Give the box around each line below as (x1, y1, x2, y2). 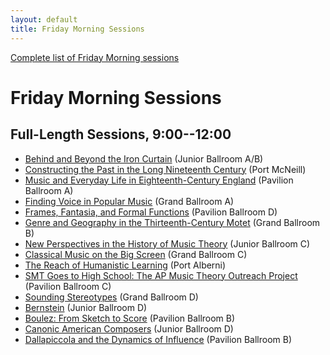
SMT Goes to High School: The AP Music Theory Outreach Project (24, 269, 298, 281)
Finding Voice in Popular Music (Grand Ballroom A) (24, 195, 235, 207)
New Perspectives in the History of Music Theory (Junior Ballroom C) (24, 237, 311, 250)
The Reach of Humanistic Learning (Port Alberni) (24, 259, 227, 271)
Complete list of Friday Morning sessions (10, 51, 180, 63)
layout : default (10, 14, 78, 25)
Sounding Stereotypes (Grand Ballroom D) (24, 291, 199, 303)
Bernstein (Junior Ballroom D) (24, 301, 148, 313)
